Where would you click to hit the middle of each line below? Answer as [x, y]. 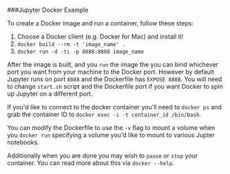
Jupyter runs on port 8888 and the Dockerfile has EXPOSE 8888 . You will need [115, 79]
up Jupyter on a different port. [50, 94]
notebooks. [23, 142]
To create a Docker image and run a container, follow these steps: [101, 23]
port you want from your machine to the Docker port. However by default [111, 72]
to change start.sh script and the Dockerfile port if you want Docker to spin [115, 86]
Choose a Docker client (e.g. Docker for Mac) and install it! [100, 36]
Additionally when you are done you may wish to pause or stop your [103, 155]
